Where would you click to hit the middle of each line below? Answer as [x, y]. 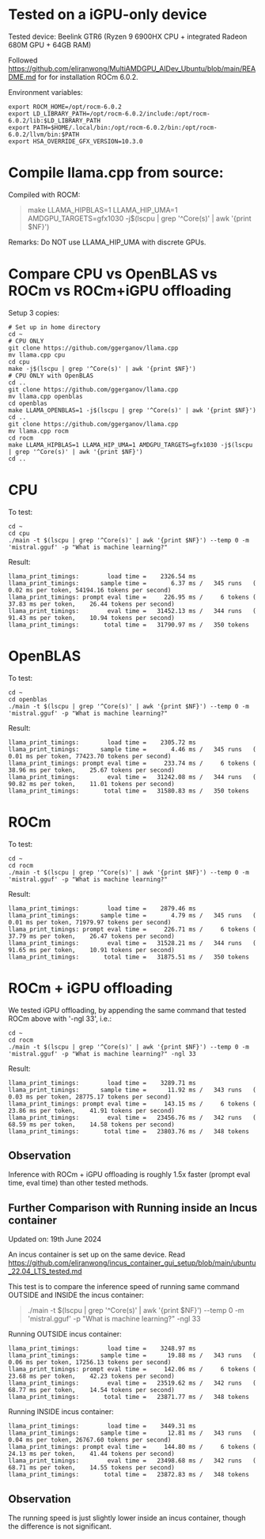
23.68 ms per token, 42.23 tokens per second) [92, 1376]
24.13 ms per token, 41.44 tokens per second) [92, 1454]
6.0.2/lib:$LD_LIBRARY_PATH [55, 120]
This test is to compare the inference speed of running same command [124, 1287]
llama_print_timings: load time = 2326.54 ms [102, 576]
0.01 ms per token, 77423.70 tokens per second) [90, 756]
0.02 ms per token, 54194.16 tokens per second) [90, 590]
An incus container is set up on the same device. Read [97, 1254]
